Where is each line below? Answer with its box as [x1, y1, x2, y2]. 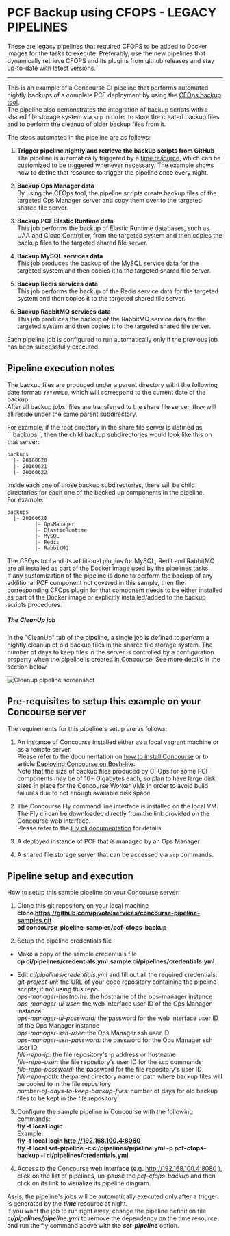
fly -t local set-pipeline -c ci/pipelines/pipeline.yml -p [16, 1144, 173, 1152]
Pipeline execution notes [7, 362, 115, 374]
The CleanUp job [7, 616, 56, 624]
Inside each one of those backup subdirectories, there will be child [7, 481, 195, 489]
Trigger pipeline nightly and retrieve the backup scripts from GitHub [16, 146, 215, 155]
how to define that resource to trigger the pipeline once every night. [16, 168, 209, 176]
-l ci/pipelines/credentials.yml [40, 1151, 129, 1159]
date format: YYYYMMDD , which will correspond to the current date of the [7, 388, 206, 396]
